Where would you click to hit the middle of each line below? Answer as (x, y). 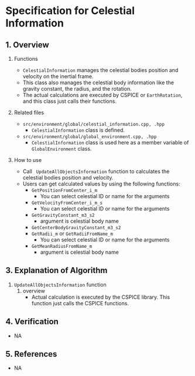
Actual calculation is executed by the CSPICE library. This (101, 297)
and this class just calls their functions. (69, 101)
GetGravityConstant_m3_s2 (63, 215)
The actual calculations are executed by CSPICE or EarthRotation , (102, 95)
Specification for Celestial (70, 11)
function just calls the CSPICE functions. (80, 303)
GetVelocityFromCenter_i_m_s (67, 203)
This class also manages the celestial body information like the (98, 82)
